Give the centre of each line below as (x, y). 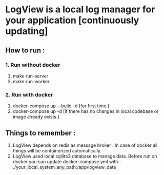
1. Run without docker (33, 65)
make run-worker (31, 81)
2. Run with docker (29, 94)
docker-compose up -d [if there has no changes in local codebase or (86, 111)
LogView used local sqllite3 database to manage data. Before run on (85, 156)
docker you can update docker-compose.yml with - (67, 161)
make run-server (30, 76)
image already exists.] (36, 117)
